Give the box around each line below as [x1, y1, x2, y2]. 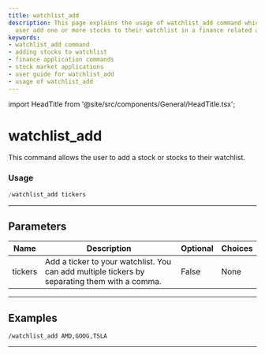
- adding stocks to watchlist [8, 48, 108, 56]
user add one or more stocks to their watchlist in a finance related [15, 26, 252, 34]
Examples [8, 311, 58, 324]
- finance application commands [8, 56, 114, 64]
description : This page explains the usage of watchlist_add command [8, 19, 242, 27]
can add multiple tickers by [44, 266, 145, 277]
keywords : [8, 33, 41, 42]
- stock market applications [8, 63, 104, 71]
